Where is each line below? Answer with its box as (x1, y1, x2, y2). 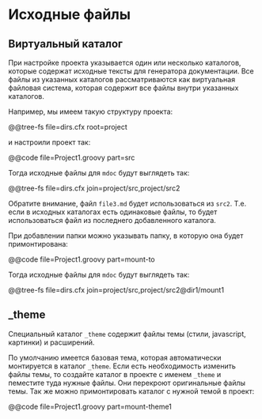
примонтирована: (8, 240, 69, 248)
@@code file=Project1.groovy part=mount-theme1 (8, 402, 173, 411)
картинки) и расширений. (8, 338, 95, 347)
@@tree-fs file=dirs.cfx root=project (8, 123, 128, 131)
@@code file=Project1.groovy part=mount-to (8, 255, 156, 264)
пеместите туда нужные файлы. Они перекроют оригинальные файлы (8, 378, 246, 387)
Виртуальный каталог (8, 37, 123, 51)
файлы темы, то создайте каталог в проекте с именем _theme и (8, 369, 222, 379)
